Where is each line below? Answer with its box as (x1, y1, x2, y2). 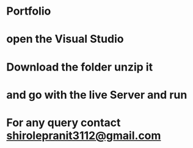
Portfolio (6, 4, 51, 18)
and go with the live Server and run (6, 88, 188, 102)
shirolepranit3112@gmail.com (6, 129, 161, 143)
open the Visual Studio (6, 32, 124, 46)
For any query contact (6, 116, 121, 129)
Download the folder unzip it (6, 60, 153, 74)
